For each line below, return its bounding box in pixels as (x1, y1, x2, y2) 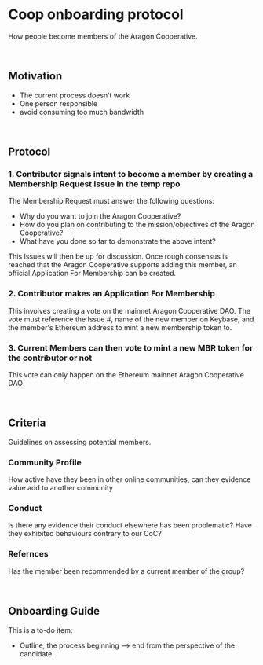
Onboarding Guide (8, 604, 100, 618)
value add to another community (8, 483, 114, 493)
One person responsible (19, 98, 98, 108)
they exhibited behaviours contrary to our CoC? (8, 529, 163, 538)
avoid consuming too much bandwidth (19, 107, 144, 116)
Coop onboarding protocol (8, 6, 184, 24)
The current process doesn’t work (19, 90, 130, 100)
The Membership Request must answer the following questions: (8, 197, 214, 206)
